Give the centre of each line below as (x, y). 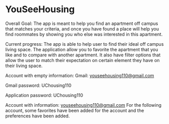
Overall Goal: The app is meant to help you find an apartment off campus (82, 23)
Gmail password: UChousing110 (38, 85)
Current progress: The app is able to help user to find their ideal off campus (84, 44)
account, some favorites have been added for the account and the (75, 110)
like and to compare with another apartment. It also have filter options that (83, 55)
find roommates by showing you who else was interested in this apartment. (84, 34)
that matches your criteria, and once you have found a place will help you (82, 28)
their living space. (24, 66)
